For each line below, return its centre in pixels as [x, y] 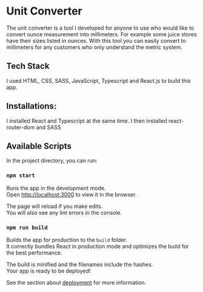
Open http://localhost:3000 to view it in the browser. [72, 194]
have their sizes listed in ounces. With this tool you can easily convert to [96, 41]
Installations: [32, 106]
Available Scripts [39, 146]
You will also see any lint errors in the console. [64, 212]
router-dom [21, 127]
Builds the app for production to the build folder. [67, 239]
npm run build [27, 227]
